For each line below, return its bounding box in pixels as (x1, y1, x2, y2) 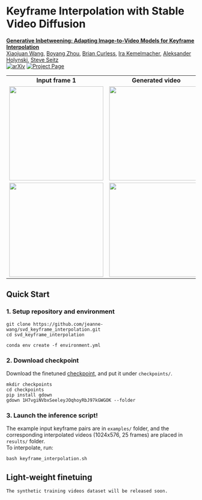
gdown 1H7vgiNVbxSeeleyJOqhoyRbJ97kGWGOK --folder (6, 397, 136, 403)
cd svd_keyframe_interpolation (6, 331, 85, 338)
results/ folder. (6, 438, 45, 445)
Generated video (132, 76, 181, 84)
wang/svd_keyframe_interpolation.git (6, 327, 101, 333)
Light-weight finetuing (6, 472, 93, 483)
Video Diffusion (6, 17, 86, 31)
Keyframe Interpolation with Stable (6, 4, 185, 18)
